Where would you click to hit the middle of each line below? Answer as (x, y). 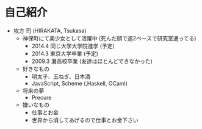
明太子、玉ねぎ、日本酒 (61, 76)
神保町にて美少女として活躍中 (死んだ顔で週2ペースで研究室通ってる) (109, 38)
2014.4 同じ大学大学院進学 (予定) (73, 46)
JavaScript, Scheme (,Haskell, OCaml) (80, 83)
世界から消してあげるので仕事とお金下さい (85, 120)
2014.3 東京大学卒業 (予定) (65, 53)
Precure (41, 97)
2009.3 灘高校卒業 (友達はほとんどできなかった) (92, 61)
